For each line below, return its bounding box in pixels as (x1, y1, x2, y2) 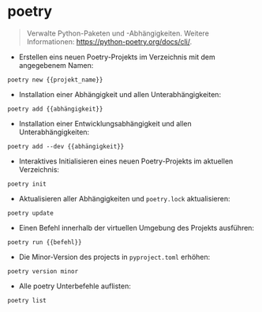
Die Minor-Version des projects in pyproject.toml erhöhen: (18, 252, 211, 261)
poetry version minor (7, 267, 79, 275)
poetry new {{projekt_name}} (7, 76, 103, 84)
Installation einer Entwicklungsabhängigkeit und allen (18, 118, 193, 128)
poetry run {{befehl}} (7, 238, 82, 246)
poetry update (7, 209, 54, 217)
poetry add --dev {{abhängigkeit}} (7, 142, 125, 150)
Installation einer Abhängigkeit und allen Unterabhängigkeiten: (18, 89, 222, 99)
